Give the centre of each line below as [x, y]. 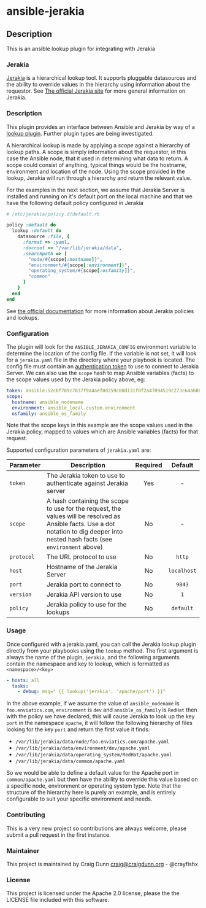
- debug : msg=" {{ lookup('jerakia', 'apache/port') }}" [92, 692]
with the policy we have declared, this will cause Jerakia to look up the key [101, 716]
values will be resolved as [83, 516]
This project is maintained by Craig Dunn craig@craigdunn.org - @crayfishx [102, 864]
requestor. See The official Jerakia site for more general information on [96, 91]
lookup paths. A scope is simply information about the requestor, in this [96, 152]
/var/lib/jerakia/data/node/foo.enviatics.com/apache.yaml [92, 742]
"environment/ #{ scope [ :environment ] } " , [79, 265]
